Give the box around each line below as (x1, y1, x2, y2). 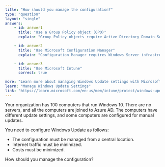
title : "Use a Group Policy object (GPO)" (18, 30, 107, 35)
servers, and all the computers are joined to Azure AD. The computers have (5, 107, 158, 113)
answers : (5, 21, 23, 26)
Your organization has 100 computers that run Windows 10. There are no (5, 101, 151, 108)
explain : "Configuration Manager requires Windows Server (18, 52, 139, 57)
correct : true (18, 71, 48, 75)
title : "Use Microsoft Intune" (18, 66, 82, 71)
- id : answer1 (14, 25, 43, 30)
